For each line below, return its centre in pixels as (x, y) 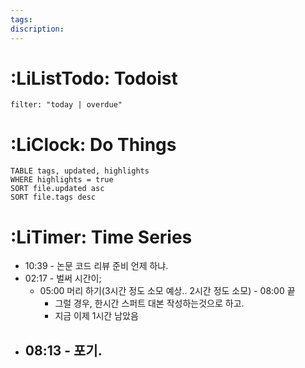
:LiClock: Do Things (93, 144)
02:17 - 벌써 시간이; (63, 278)
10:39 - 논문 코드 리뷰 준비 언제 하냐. (96, 266)
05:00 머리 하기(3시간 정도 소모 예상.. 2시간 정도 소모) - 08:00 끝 (167, 291)
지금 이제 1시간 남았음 (96, 316)
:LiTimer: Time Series (101, 237)
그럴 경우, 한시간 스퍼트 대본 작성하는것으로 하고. (149, 303)
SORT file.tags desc (53, 197)
